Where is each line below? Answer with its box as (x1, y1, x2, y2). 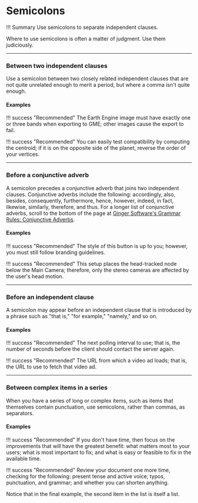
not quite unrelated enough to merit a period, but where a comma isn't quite (6, 81, 190, 89)
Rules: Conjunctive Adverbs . (6, 215, 75, 223)
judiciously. (6, 41, 34, 48)
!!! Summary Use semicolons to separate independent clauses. (6, 24, 158, 31)
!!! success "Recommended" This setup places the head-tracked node (6, 260, 177, 267)
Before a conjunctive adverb (6, 171, 90, 179)
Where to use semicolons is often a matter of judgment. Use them (6, 35, 166, 42)
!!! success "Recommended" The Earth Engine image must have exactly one (6, 114, 191, 122)
